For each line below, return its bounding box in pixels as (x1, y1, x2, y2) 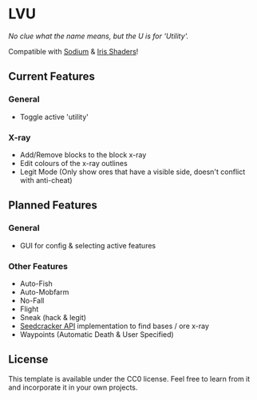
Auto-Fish (19, 279, 53, 288)
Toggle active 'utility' (19, 112, 89, 121)
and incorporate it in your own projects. (8, 382, 138, 392)
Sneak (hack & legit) (19, 312, 86, 322)
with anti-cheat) (19, 175, 73, 184)
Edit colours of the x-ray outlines (19, 158, 128, 168)
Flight (19, 304, 39, 314)
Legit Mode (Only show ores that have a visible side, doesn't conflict (19, 167, 246, 176)
